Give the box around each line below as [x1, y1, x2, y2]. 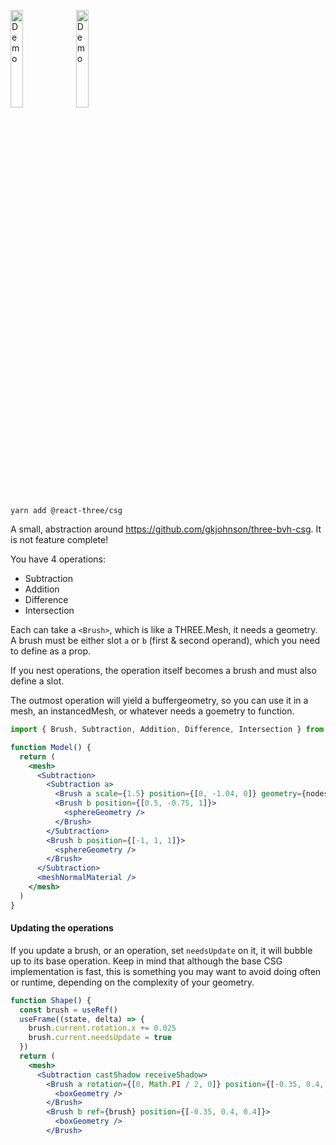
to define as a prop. [10, 645, 92, 657]
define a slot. [10, 675, 65, 687]
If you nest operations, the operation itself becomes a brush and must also [10, 665, 317, 676]
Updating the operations [10, 922, 114, 934]
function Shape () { [10, 995, 92, 1005]
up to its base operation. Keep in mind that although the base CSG [10, 955, 283, 967]
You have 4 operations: [10, 553, 106, 565]
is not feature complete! [10, 534, 109, 545]
